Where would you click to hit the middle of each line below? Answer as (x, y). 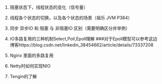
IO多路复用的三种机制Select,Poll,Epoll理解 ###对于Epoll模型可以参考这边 (83, 39)
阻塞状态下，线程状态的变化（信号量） (49, 7)
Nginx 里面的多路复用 (32, 55)
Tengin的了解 (23, 76)
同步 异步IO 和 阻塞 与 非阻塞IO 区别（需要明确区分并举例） (70, 28)
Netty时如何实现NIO (30, 66)
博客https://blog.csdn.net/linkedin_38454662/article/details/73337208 (81, 45)
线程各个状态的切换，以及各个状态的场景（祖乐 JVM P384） (71, 18)
